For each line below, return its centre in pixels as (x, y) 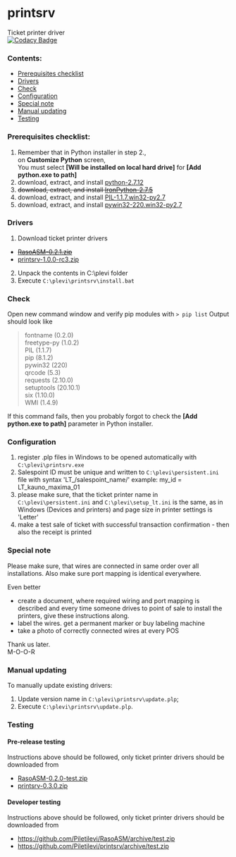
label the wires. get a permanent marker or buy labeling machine (111, 623)
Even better (24, 587)
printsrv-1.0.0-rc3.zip (48, 259)
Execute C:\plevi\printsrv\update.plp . (75, 707)
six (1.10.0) (39, 395)
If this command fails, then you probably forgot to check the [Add (103, 417)
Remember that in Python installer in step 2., (82, 152)
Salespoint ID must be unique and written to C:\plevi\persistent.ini (118, 472)
